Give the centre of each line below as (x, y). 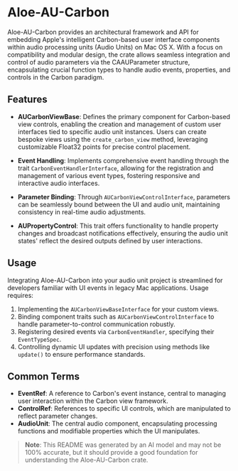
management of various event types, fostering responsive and (109, 175)
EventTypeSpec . (39, 339)
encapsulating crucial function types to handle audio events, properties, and (119, 70)
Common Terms (44, 376)
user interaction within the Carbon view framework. (93, 401)
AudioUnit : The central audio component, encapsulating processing (118, 423)
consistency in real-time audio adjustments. (82, 212)
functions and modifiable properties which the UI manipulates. (109, 431)
